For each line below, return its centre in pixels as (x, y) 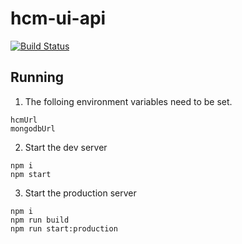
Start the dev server (66, 147)
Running (37, 77)
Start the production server (80, 193)
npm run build (40, 220)
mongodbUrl (33, 128)
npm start (31, 174)
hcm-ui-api (58, 18)
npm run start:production (64, 228)
